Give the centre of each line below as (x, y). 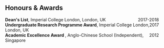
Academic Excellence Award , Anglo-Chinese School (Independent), (74, 35)
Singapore (15, 40)
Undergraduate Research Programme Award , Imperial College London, (77, 25)
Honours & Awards (34, 8)
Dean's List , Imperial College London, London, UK (55, 19)
